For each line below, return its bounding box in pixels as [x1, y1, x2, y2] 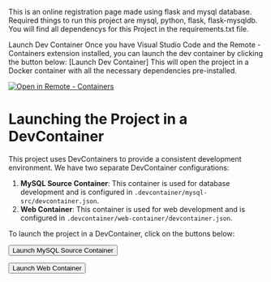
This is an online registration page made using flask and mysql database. [8, 7, 252, 16]
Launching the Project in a [8, 110, 188, 128]
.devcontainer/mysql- [134, 189, 208, 197]
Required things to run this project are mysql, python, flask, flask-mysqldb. [8, 15, 258, 25]
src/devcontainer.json [19, 197, 97, 206]
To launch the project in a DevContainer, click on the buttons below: [8, 228, 235, 238]
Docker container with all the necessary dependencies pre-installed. [8, 66, 238, 76]
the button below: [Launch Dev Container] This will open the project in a [8, 57, 249, 67]
